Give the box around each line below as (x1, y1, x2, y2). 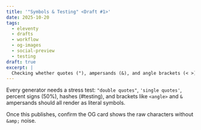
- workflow (11, 37, 39, 43)
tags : (6, 20, 20, 26)
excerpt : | (6, 64, 33, 71)
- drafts (11, 31, 33, 37)
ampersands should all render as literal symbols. (6, 99, 126, 107)
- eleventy (11, 25, 39, 32)
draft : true (6, 59, 36, 65)
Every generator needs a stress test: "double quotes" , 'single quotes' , (6, 86, 182, 93)
